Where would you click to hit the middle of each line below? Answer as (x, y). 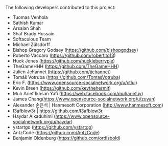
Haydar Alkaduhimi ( (34, 116)
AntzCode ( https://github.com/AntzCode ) (56, 132)
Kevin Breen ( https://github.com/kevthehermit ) (62, 88)
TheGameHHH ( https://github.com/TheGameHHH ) (66, 66)
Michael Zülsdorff (31, 45)
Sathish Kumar (28, 23)
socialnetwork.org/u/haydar (42, 122)
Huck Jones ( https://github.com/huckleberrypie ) (64, 61)
